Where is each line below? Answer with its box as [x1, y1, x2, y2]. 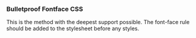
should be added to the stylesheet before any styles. [6, 25, 140, 32]
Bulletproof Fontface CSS [6, 5, 83, 13]
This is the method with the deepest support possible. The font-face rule [6, 19, 190, 26]
